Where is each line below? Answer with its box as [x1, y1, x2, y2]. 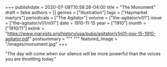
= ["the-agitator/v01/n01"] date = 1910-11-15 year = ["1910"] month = [5, 20, 146, 26]
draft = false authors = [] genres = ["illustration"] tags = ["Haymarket [5, 9, 148, 15]
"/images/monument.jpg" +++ [5, 41, 68, 47]
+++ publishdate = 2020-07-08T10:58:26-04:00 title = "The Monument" [5, 4, 156, 10]
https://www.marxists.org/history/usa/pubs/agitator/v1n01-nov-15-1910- [7, 31, 156, 36]
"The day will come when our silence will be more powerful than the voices [5, 51, 161, 57]
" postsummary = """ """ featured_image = [29, 36, 118, 42]
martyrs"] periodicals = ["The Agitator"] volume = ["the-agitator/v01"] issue [5, 15, 162, 20]
